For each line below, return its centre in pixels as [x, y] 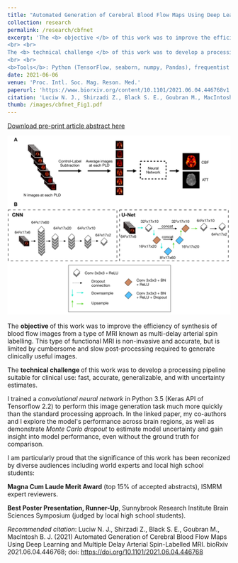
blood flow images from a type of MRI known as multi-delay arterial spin [113, 333]
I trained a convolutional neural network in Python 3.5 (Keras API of [106, 398]
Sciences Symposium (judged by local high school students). [97, 515]
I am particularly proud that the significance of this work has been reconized [119, 457]
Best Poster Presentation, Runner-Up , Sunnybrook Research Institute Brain [118, 508]
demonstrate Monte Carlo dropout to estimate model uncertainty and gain [115, 429]
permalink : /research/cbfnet [50, 30]
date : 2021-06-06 [33, 75]
